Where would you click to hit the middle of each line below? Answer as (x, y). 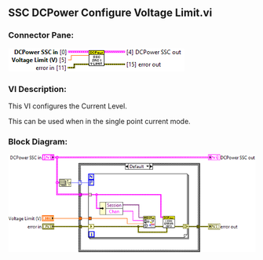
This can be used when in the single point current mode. (99, 121)
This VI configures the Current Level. (68, 106)
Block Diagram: (38, 141)
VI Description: (37, 89)
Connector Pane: (41, 35)
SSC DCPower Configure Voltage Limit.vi (110, 13)
